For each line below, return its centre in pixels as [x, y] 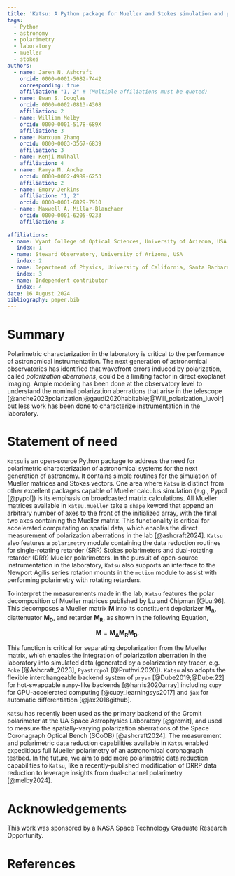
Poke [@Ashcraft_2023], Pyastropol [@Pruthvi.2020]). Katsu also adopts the [116, 670]
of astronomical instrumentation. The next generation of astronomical [107, 362]
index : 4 [29, 287]
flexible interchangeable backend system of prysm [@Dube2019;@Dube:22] [116, 678]
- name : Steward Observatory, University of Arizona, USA [97, 255]
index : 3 [29, 274]
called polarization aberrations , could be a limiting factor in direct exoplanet [116, 376]
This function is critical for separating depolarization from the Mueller [107, 648]
